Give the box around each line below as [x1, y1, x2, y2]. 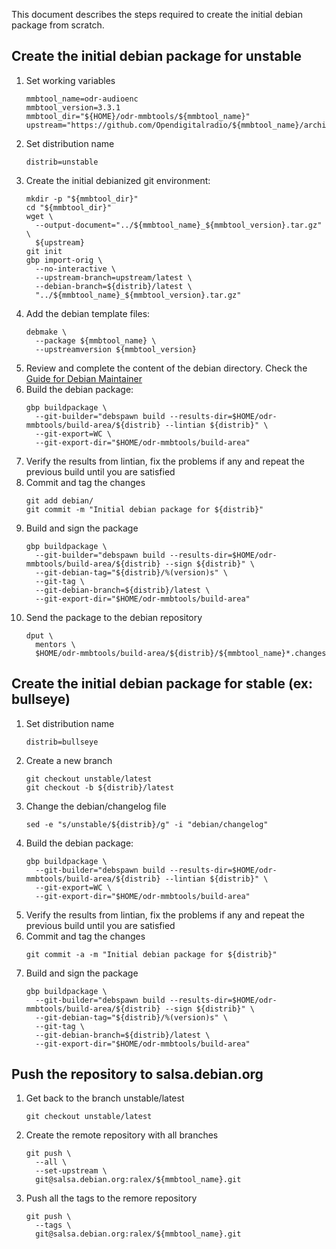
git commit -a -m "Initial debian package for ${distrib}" [25, 949, 278, 959]
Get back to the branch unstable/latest [25, 1092, 185, 1104]
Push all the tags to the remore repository [25, 1192, 198, 1204]
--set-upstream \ [35, 1166, 108, 1176]
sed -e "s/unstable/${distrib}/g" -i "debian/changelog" [25, 819, 269, 829]
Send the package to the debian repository [25, 611, 203, 623]
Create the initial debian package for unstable [11, 48, 303, 65]
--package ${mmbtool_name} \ [35, 335, 157, 346]
